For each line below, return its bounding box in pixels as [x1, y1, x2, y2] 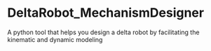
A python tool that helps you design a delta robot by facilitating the [7, 28, 200, 36]
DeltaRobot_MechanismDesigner [7, 5, 205, 21]
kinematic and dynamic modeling [7, 35, 103, 43]
